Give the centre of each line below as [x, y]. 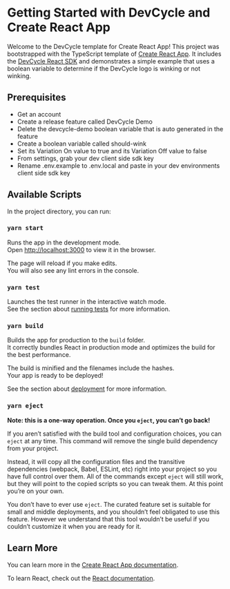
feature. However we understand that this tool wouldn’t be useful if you [108, 519]
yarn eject [25, 406]
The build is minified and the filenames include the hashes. [91, 368]
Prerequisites [37, 98]
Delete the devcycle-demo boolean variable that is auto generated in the [120, 128]
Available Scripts [44, 195]
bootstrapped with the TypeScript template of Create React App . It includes [114, 54]
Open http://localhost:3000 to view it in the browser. [82, 249]
